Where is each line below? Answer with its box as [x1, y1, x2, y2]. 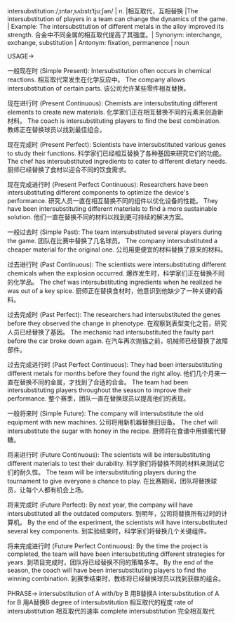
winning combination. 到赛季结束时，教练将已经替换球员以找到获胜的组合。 [7, 574, 224, 583]
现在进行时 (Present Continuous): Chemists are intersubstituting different [7, 99, 217, 108]
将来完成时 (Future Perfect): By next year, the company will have [7, 500, 194, 509]
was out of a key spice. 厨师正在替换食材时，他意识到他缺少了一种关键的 [7, 287, 217, 294]
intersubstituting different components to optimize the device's [7, 188, 189, 196]
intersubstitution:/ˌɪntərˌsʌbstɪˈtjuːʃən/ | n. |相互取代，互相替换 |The [7, 7, 199, 15]
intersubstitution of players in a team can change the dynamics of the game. [7, 15, 228, 23]
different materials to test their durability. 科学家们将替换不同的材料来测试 [7, 460, 219, 467]
